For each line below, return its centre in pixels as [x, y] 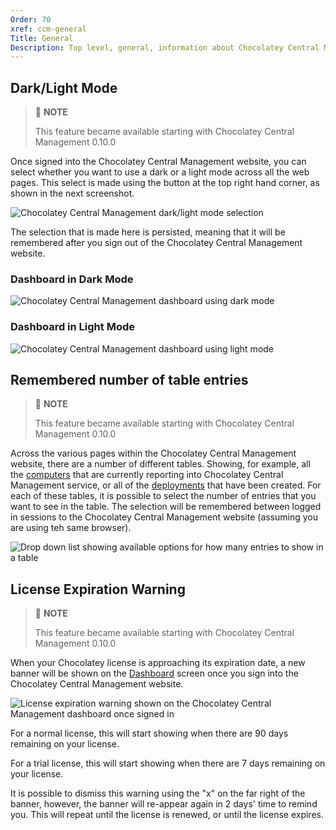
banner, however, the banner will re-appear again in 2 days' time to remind [164, 804]
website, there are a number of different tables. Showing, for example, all [160, 464]
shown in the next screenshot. [72, 193]
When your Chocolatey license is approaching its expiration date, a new [158, 663]
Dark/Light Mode [64, 87]
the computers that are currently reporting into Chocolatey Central [147, 475]
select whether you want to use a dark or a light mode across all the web [160, 172]
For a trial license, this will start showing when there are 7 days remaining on [168, 763]
